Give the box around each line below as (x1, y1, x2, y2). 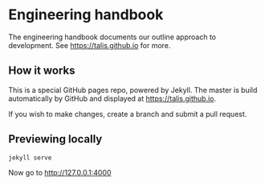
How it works (8, 64, 75, 78)
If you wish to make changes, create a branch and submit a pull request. (8, 109, 247, 119)
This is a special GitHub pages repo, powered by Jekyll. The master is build (8, 85, 258, 95)
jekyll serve (8, 154, 52, 162)
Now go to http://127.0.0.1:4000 (8, 167, 112, 177)
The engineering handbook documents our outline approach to (8, 32, 217, 42)
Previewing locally (8, 132, 103, 146)
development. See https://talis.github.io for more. (8, 40, 171, 50)
